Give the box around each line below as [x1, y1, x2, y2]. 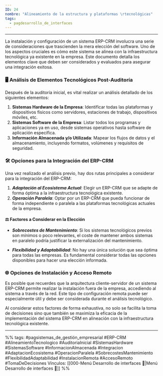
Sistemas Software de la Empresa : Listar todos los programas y [12, 119, 141, 125]
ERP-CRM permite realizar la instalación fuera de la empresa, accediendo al [5, 285, 156, 291]
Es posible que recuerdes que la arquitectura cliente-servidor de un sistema [5, 281, 157, 286]
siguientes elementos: [5, 94, 49, 100]
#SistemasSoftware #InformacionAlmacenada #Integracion [5, 345, 123, 351]
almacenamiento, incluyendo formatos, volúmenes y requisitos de [12, 140, 144, 146]
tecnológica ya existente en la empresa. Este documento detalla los [5, 54, 140, 60]
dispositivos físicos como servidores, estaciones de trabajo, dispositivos [12, 109, 157, 115]
